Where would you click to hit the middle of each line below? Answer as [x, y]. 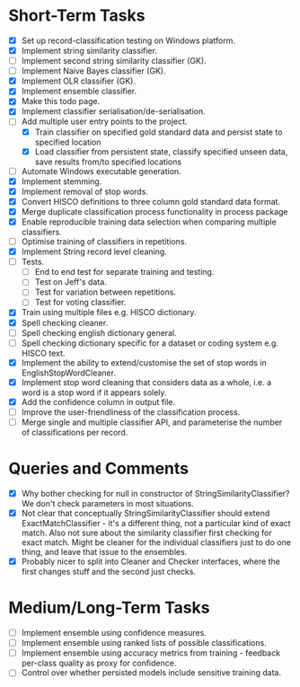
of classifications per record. [75, 432]
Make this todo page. [61, 101]
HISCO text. [43, 353]
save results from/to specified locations [108, 162]
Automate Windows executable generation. [101, 171]
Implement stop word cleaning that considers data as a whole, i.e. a [146, 382]
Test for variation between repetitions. [106, 292]
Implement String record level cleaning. [94, 251]
